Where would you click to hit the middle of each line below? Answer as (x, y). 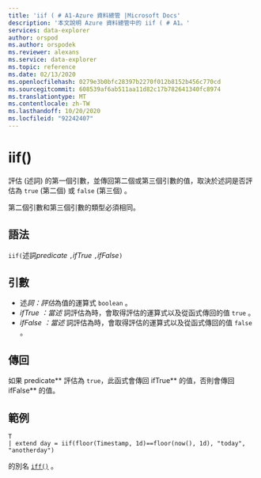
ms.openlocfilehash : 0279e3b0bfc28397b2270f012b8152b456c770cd (115, 82)
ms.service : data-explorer (53, 60)
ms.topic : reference (42, 67)
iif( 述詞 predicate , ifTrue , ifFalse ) (66, 255)
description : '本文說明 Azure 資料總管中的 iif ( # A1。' (99, 23)
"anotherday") (32, 451)
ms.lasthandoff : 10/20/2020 (55, 112)
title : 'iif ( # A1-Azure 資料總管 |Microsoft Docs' (95, 15)
